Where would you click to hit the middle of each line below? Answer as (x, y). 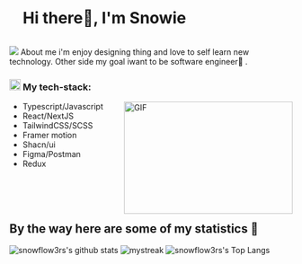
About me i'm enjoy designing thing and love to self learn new (135, 52)
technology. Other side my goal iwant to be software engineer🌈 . (129, 61)
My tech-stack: (57, 87)
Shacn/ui (39, 145)
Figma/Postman (51, 154)
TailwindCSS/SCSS (58, 126)
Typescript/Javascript (62, 107)
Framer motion (49, 136)
